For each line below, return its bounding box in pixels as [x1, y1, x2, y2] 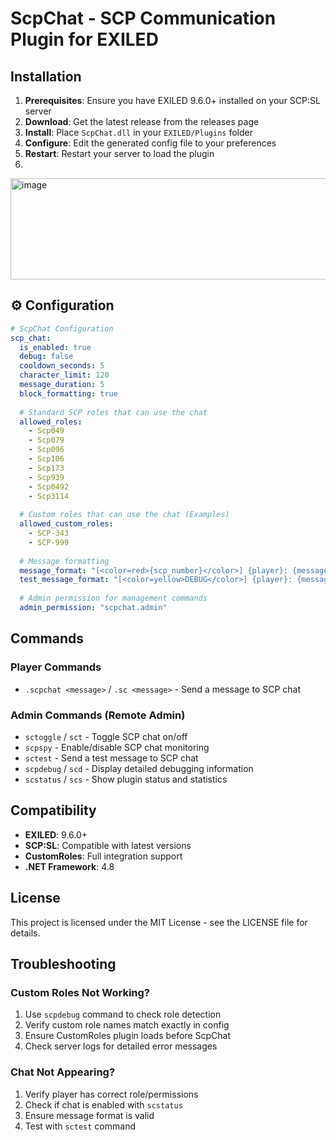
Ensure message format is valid [24, 1109, 155, 1121]
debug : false [19, 352, 74, 362]
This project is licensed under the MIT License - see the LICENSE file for [10, 916, 308, 928]
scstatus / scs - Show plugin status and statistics [24, 773, 228, 785]
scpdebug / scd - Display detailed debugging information [24, 762, 254, 774]
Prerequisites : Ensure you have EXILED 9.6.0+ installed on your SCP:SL [24, 95, 321, 106]
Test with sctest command [24, 1120, 136, 1132]
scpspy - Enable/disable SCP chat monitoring [24, 741, 210, 753]
